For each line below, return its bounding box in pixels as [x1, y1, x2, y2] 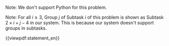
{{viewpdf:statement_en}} [5, 35, 60, 41]
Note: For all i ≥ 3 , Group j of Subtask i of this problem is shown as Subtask [5, 14, 164, 20]
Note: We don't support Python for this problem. [5, 5, 107, 10]
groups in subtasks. [5, 25, 47, 31]
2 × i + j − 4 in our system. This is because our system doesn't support [5, 20, 154, 26]
